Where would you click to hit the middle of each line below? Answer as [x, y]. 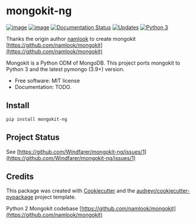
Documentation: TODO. [43, 87]
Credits [20, 176]
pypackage [20, 197]
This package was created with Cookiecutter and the [71, 191]
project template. [55, 197]
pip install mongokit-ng [37, 119]
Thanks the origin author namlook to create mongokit [71, 39]
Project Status [33, 137]
